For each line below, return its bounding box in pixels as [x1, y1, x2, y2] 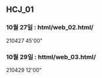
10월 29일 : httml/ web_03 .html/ [6, 53, 96, 61]
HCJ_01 [6, 5, 34, 15]
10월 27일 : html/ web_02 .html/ [6, 23, 94, 32]
